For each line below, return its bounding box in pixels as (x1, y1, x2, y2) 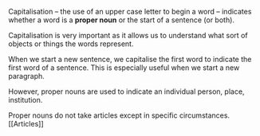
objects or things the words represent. (8, 39, 134, 49)
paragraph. (8, 72, 45, 80)
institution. (8, 95, 43, 104)
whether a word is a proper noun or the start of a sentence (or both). (8, 15, 235, 25)
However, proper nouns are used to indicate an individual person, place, (8, 87, 245, 96)
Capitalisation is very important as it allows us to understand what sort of (8, 31, 249, 40)
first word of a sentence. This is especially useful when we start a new (8, 63, 240, 72)
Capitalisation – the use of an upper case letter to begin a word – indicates (8, 7, 252, 16)
